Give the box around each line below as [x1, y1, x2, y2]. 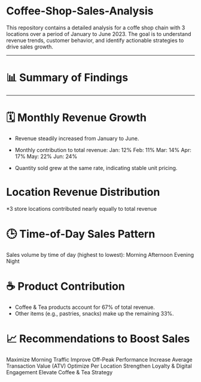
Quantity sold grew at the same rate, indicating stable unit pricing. [14, 164, 178, 171]
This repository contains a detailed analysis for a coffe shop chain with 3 [6, 24, 185, 31]
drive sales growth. [6, 43, 54, 50]
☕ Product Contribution [6, 280, 126, 293]
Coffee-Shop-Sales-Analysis [6, 4, 154, 18]
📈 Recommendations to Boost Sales [6, 332, 190, 345]
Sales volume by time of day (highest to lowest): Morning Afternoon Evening [6, 251, 194, 258]
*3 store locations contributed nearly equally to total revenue [6, 205, 157, 212]
